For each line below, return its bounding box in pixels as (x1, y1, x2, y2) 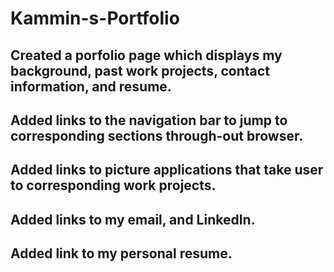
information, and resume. (10, 78, 172, 95)
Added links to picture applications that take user (10, 162, 324, 179)
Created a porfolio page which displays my (10, 47, 283, 64)
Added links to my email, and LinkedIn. (10, 211, 256, 228)
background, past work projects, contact (10, 62, 270, 79)
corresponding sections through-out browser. (10, 127, 304, 144)
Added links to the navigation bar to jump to (10, 112, 288, 129)
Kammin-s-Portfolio (10, 7, 180, 30)
